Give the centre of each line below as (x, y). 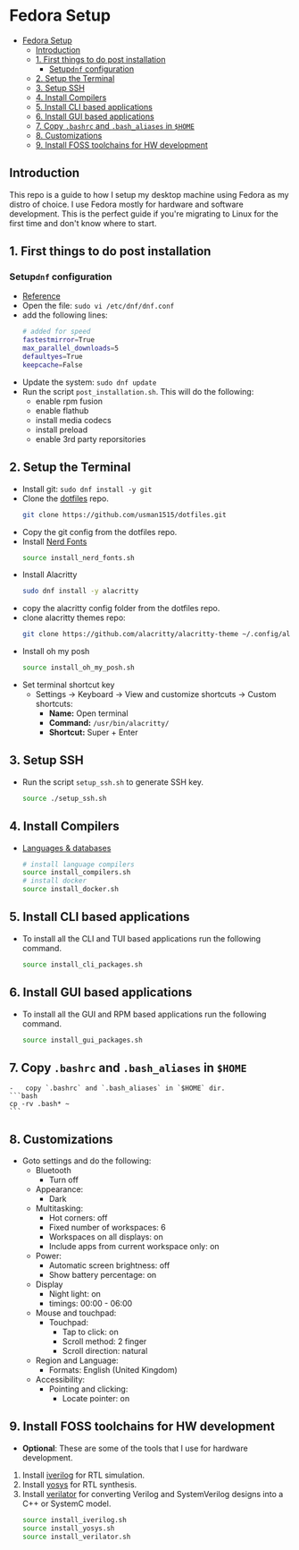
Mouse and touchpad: (76, 1313)
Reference (41, 296)
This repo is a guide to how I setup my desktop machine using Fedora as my (149, 194)
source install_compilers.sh (76, 873)
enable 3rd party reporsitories (91, 439)
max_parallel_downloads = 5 (70, 349)
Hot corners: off (78, 1218)
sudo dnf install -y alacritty (80, 592)
